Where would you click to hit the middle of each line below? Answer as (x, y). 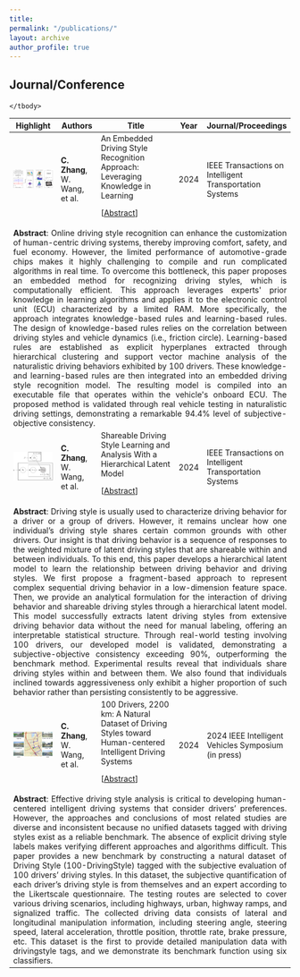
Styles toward (126, 733)
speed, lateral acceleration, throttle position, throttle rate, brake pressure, (150, 932)
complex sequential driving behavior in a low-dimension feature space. (150, 587)
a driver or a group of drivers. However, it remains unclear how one (150, 521)
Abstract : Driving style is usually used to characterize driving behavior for (150, 511)
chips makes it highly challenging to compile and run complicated (150, 262)
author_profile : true (50, 47)
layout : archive (39, 38)
